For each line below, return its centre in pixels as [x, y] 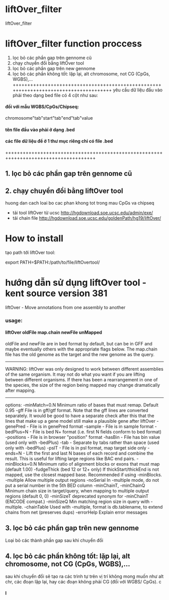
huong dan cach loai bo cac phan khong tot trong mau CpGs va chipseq [80, 203]
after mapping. [20, 390]
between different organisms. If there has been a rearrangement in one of [81, 380]
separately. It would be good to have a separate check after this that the [80, 416]
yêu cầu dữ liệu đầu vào [138, 90]
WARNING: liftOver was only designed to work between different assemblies [84, 369]
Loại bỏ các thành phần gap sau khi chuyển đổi [54, 540]
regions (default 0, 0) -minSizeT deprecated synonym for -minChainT [77, 496]
